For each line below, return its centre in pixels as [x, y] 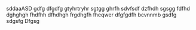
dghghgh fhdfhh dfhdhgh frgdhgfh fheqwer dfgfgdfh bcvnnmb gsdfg [91, 15]
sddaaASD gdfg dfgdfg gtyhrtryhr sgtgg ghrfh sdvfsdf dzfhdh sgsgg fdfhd [98, 9]
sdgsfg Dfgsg [23, 21]
